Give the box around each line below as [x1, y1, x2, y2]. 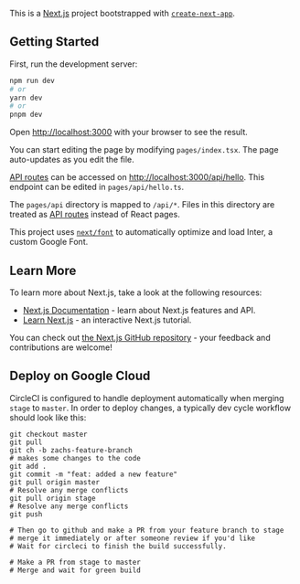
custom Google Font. [9, 237, 89, 248]
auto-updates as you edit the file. [9, 154, 134, 165]
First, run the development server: [9, 58, 138, 69]
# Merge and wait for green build [9, 566, 142, 575]
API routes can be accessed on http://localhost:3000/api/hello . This [9, 172, 265, 183]
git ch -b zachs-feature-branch [9, 445, 133, 455]
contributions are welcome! [9, 342, 112, 353]
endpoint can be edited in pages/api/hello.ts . [9, 182, 185, 193]
